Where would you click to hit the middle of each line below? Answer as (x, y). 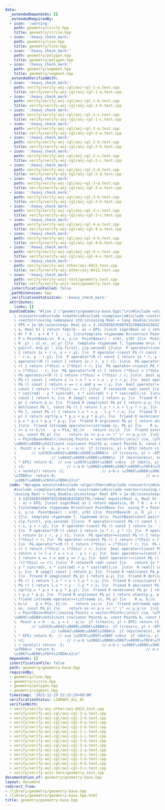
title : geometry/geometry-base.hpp (41, 800)
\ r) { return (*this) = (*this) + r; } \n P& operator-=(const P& (84, 366)
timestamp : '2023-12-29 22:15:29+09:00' (51, 695)
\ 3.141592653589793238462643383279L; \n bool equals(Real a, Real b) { (88, 499)
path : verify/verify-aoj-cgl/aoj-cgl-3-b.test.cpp (67, 197)
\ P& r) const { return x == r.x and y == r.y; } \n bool (74, 384)
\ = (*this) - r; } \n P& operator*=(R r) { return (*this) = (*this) (88, 371)
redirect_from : (21, 786)
